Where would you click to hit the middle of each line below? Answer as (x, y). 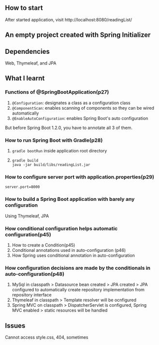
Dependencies (27, 51)
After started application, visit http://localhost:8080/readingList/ (68, 19)
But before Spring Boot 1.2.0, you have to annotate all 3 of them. (69, 128)
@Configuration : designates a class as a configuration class (71, 103)
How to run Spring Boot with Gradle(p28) (54, 140)
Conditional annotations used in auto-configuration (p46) (69, 250)
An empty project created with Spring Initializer (78, 35)
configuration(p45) (28, 234)
